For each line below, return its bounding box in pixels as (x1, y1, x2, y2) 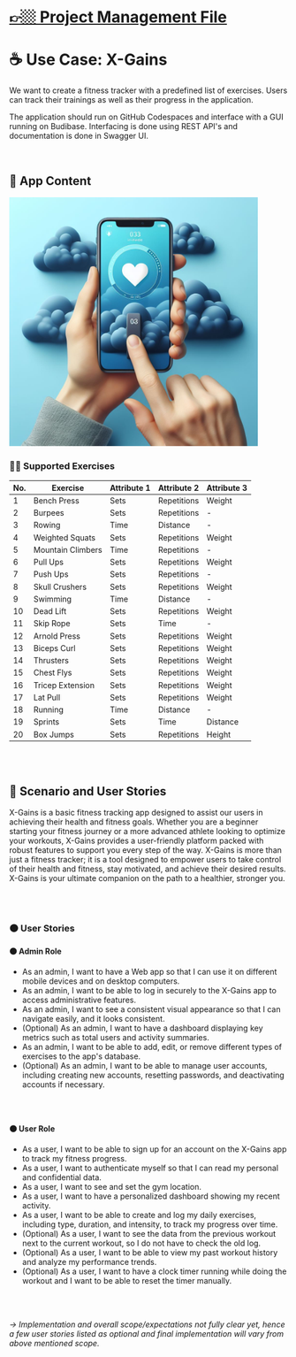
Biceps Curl (34, 642, 76, 653)
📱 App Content (9, 173, 92, 188)
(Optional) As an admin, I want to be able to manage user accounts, (21, 1061, 268, 1071)
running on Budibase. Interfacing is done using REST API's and (9, 121, 239, 132)
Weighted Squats (34, 532, 95, 542)
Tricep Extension (34, 679, 95, 690)
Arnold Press (34, 631, 81, 641)
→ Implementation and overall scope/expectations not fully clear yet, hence (9, 1319, 285, 1330)
